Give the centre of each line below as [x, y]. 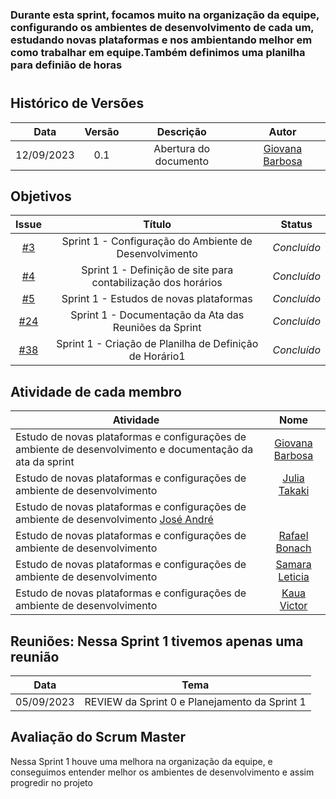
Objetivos [41, 196]
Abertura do [182, 148]
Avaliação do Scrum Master [98, 737]
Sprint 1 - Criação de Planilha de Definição [157, 344]
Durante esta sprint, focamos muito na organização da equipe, [165, 15]
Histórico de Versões [77, 103]
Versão [102, 131]
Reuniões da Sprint [157, 328]
